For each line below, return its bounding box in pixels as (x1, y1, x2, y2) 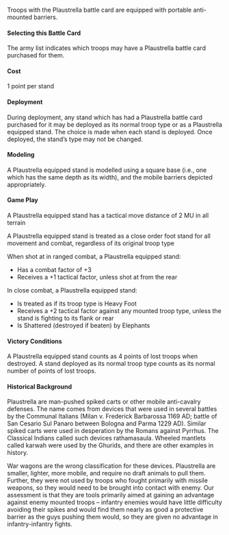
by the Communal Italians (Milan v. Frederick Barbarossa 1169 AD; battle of (7, 412, 217, 421)
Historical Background (7, 382, 72, 390)
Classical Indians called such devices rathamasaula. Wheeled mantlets (7, 434, 206, 443)
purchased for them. (7, 51, 65, 60)
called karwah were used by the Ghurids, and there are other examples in (7, 441, 214, 449)
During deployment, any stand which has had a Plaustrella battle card (7, 113, 203, 121)
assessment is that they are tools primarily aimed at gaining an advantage (7, 491, 215, 499)
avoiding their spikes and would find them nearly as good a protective (7, 506, 204, 514)
